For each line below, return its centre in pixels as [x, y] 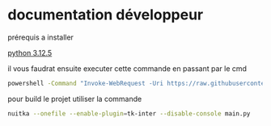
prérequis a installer [41, 37]
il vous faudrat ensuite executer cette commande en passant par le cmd [127, 68]
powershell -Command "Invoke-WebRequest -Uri [85, 83]
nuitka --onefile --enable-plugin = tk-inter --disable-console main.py [129, 113]
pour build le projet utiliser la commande [75, 99]
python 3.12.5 [30, 52]
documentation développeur [106, 15]
